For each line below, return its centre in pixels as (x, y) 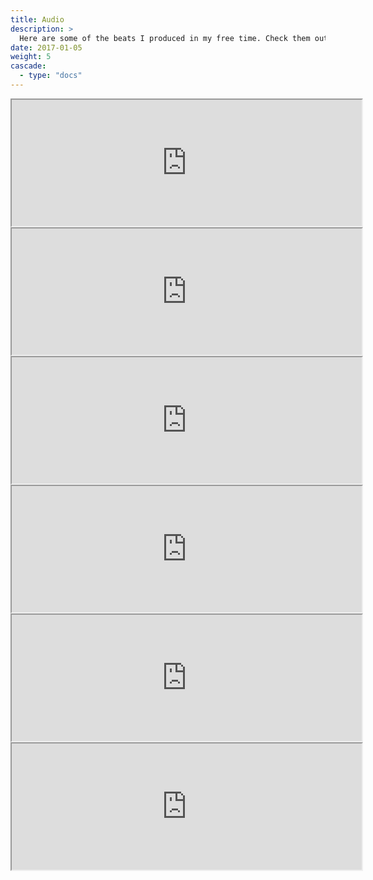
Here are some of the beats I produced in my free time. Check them (165, 38)
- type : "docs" (51, 76)
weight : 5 (31, 57)
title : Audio (37, 19)
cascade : (28, 66)
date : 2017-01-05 (46, 47)
